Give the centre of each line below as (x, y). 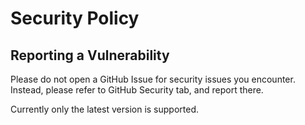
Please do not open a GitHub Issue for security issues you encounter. (153, 79)
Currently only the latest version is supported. (104, 109)
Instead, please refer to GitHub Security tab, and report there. (137, 90)
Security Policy (75, 18)
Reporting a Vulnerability (90, 55)
